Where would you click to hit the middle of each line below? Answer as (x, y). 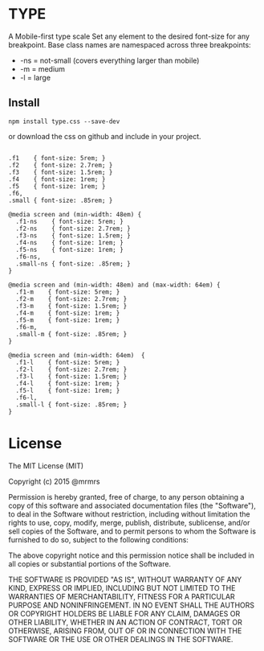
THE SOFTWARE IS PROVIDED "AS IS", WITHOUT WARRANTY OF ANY (125, 579)
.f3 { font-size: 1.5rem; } (61, 172)
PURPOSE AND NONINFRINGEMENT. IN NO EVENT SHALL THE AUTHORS (132, 605)
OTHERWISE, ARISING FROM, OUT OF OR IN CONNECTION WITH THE (125, 630)
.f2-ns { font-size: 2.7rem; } (73, 229)
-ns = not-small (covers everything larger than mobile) (110, 60)
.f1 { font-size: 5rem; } (57, 158)
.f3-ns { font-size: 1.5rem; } (73, 235)
